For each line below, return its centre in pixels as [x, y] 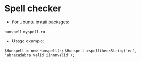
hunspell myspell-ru [25, 32]
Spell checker [33, 9]
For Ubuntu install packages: [40, 22]
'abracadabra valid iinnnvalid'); [40, 55]
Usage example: [28, 41]
